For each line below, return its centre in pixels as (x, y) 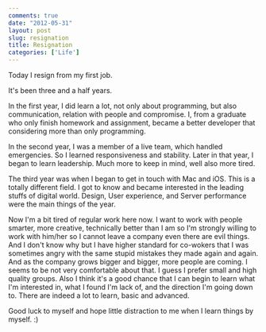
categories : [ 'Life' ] (44, 52)
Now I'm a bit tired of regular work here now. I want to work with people (125, 220)
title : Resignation (40, 45)
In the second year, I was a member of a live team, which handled (116, 147)
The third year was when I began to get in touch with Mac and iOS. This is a (132, 179)
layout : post (30, 30)
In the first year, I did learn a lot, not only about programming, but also (122, 106)
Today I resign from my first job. (60, 75)
